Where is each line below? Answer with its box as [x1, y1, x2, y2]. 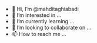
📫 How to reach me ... [11, 31, 66, 37]
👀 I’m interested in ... [11, 12, 62, 19]
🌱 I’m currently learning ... [11, 18, 75, 24]
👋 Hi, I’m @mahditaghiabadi [11, 6, 79, 12]
